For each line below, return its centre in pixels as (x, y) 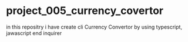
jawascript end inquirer (34, 33)
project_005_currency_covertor (85, 11)
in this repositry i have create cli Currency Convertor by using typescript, (94, 27)
